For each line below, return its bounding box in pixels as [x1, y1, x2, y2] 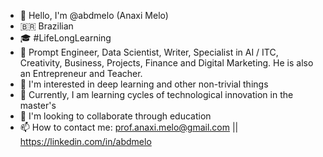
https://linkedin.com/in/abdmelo [19, 136, 152, 147]
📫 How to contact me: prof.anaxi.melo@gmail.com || [19, 121, 239, 133]
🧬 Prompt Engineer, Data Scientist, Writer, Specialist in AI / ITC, [19, 46, 279, 58]
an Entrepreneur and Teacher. [19, 68, 143, 79]
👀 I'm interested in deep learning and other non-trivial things [19, 78, 269, 90]
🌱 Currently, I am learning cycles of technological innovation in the [19, 89, 294, 100]
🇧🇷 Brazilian [19, 20, 74, 32]
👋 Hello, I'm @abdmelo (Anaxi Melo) [19, 10, 169, 21]
